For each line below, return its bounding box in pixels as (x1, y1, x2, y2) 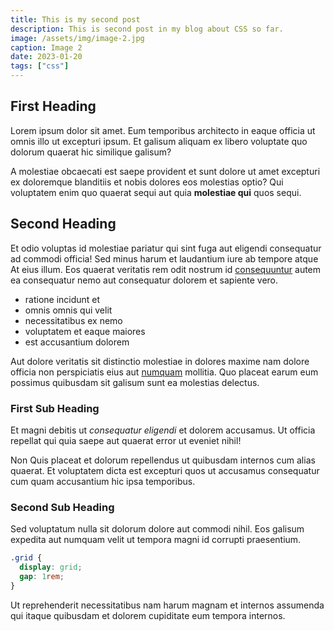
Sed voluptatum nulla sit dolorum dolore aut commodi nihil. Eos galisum (10, 523, 305, 535)
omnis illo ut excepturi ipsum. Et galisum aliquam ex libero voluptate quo (10, 135, 308, 147)
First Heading (10, 98, 97, 115)
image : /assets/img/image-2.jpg (10, 33, 145, 43)
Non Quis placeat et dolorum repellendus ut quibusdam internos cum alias (10, 454, 316, 466)
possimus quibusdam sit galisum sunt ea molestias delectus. (10, 376, 260, 388)
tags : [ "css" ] (10, 61, 70, 71)
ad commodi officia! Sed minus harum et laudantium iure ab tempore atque (10, 252, 319, 265)
